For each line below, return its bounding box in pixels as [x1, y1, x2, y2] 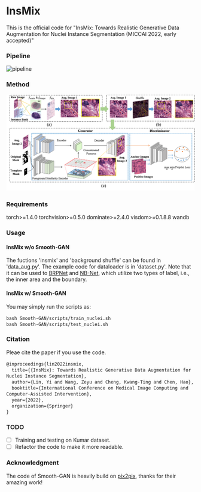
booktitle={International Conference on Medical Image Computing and [11, 385, 188, 391]
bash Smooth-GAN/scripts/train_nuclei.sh [6, 315, 111, 321]
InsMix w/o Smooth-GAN [6, 243, 70, 250]
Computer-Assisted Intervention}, [6, 391, 93, 397]
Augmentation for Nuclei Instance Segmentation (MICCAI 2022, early [6, 30, 176, 37]
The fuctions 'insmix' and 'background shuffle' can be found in [6, 256, 162, 264]
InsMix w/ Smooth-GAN [6, 289, 67, 297]
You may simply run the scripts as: [6, 303, 92, 310]
